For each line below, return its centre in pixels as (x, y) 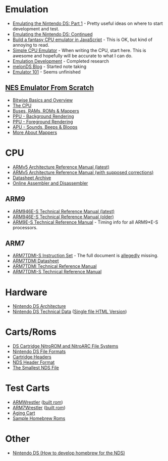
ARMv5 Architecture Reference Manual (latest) (61, 167)
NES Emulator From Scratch (50, 88)
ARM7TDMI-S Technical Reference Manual (57, 272)
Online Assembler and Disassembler (50, 183)
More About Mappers (35, 132)
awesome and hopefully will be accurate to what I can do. (72, 56)
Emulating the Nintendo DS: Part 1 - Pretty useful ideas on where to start (88, 23)
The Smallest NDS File (36, 368)
